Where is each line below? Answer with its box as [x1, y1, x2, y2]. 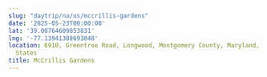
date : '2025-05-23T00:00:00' [8, 19, 106, 27]
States [15, 49, 38, 57]
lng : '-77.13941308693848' [8, 34, 99, 43]
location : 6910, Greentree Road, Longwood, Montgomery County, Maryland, [8, 42, 261, 50]
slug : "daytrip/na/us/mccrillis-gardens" [8, 11, 149, 20]
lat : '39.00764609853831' [8, 26, 95, 34]
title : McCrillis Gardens [8, 57, 95, 65]
